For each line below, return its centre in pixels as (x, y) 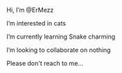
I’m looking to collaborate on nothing (59, 50)
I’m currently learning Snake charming (61, 36)
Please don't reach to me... (45, 63)
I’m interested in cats (36, 23)
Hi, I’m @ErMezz (30, 10)
